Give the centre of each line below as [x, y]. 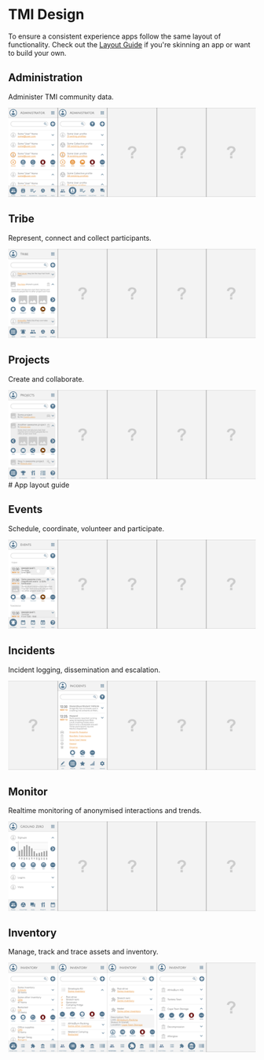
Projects [29, 360]
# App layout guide [39, 485]
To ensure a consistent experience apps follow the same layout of [115, 36]
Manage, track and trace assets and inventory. [83, 952]
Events [26, 510]
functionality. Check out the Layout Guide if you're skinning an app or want [129, 44]
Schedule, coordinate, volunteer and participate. [86, 528]
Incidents [32, 651]
